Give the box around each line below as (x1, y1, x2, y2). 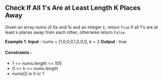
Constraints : (5, 50, 32, 55)
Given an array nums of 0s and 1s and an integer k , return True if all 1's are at (5, 24, 158, 30)
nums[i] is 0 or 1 (12, 71, 45, 77)
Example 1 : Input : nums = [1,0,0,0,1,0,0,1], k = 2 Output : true (5, 39, 127, 44)
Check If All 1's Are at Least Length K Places (5, 4, 141, 12)
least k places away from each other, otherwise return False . (5, 29, 126, 35)
